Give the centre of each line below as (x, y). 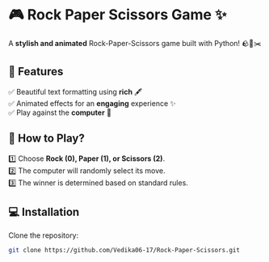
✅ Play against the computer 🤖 (60, 112)
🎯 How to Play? (46, 139)
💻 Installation (44, 211)
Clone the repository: (44, 235)
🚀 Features (36, 72)
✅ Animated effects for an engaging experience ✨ (92, 103)
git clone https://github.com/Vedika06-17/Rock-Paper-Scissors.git (124, 251)
